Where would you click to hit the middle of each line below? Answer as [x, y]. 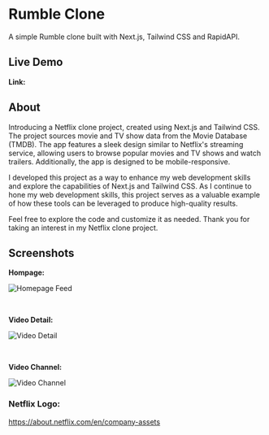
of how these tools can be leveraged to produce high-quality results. [123, 203]
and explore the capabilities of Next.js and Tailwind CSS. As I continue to [130, 186]
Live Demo [36, 62]
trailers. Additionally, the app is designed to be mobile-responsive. [119, 161]
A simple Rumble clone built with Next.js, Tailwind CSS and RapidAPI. [124, 37]
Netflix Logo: [35, 404]
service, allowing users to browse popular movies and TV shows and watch [135, 153]
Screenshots [41, 253]
